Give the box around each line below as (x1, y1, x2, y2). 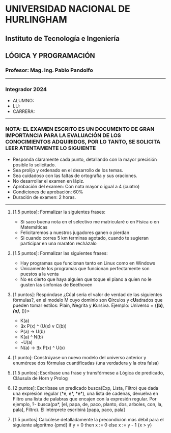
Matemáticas (20, 224, 48, 230)
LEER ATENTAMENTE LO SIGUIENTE (5, 145, 96, 152)
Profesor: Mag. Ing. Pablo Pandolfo (5, 67, 93, 74)
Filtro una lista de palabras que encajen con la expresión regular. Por (12, 395, 157, 402)
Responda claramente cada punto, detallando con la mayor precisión (12, 156, 157, 162)
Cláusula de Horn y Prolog (12, 375, 68, 381)
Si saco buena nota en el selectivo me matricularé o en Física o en (20, 218, 159, 224)
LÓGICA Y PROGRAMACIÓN (5, 51, 95, 60)
